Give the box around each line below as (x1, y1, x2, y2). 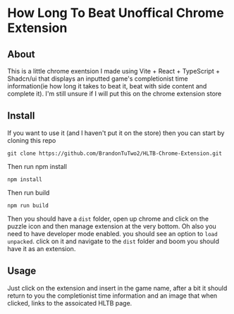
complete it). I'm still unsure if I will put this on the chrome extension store (7, 90, 222, 98)
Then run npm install (7, 162, 67, 170)
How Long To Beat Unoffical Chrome (7, 5, 224, 21)
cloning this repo (7, 136, 56, 144)
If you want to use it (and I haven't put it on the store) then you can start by (7, 129, 225, 137)
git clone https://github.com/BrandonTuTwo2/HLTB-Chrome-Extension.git (7, 150, 222, 157)
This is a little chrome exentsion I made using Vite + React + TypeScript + (7, 67, 221, 75)
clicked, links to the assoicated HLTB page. (7, 298, 133, 307)
